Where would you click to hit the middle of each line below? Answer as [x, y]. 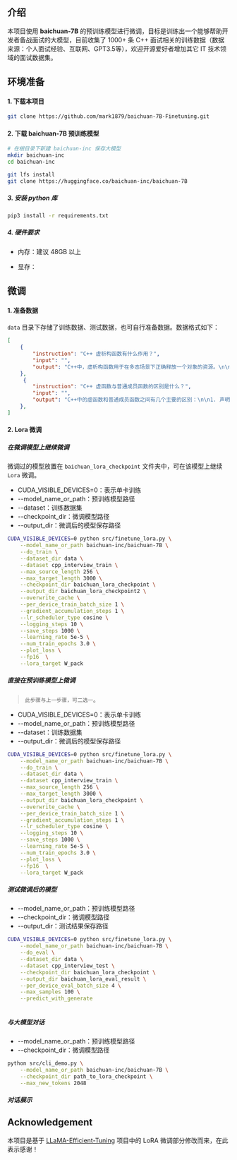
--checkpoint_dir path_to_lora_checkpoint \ [86, 1076]
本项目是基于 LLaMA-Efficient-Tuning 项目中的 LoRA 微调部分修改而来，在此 [118, 1140]
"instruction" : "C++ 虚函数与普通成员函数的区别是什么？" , [112, 387]
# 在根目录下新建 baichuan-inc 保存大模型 [64, 149]
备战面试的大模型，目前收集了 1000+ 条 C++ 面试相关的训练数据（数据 [122, 40]
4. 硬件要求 [24, 232]
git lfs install [31, 175]
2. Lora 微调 [25, 430]
